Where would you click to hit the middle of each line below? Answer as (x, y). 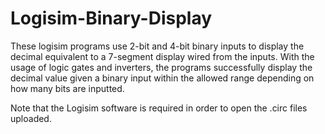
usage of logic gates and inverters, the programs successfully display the (161, 67)
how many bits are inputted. (67, 88)
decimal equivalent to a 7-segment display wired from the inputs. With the (162, 56)
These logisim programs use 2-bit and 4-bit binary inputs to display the (157, 46)
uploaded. (31, 118)
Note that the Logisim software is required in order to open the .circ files (159, 108)
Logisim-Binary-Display (111, 18)
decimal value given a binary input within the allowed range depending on (162, 78)
